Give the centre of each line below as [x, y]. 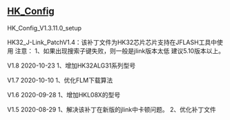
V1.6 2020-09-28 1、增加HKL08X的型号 [64, 94]
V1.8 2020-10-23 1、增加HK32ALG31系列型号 [71, 66]
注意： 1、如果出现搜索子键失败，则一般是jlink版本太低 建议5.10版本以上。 [119, 50]
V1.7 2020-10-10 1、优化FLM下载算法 [60, 80]
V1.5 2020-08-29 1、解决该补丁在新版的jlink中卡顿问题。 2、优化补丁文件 [112, 109]
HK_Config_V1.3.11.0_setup [44, 28]
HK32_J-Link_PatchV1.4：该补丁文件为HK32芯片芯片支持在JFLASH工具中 [112, 42]
